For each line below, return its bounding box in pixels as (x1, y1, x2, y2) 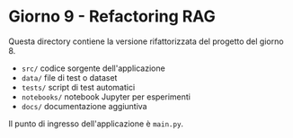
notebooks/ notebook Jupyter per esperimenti (21, 91, 191, 102)
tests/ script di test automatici (21, 82, 136, 92)
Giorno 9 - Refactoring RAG (8, 6, 217, 27)
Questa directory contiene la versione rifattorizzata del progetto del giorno (8, 36, 284, 47)
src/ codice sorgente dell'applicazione (21, 63, 165, 73)
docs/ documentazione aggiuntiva (21, 100, 147, 111)
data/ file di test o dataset (21, 72, 118, 82)
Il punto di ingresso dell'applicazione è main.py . (8, 118, 184, 129)
